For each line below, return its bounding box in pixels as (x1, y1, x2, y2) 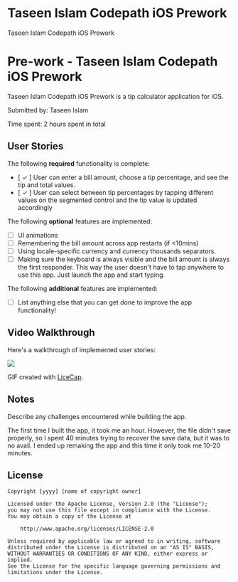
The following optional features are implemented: (7, 217, 153, 226)
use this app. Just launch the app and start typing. (17, 270, 166, 279)
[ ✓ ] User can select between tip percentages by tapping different (17, 188, 214, 196)
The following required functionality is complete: (7, 159, 151, 168)
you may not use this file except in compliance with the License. (7, 507, 212, 514)
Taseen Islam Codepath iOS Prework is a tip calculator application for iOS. (7, 92, 224, 100)
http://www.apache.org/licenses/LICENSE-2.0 (20, 525, 154, 533)
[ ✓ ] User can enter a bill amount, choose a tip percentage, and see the (17, 173, 229, 181)
